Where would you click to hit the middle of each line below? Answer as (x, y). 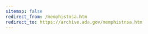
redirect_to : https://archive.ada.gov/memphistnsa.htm (74, 22)
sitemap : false (24, 11)
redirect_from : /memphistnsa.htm (46, 17)
